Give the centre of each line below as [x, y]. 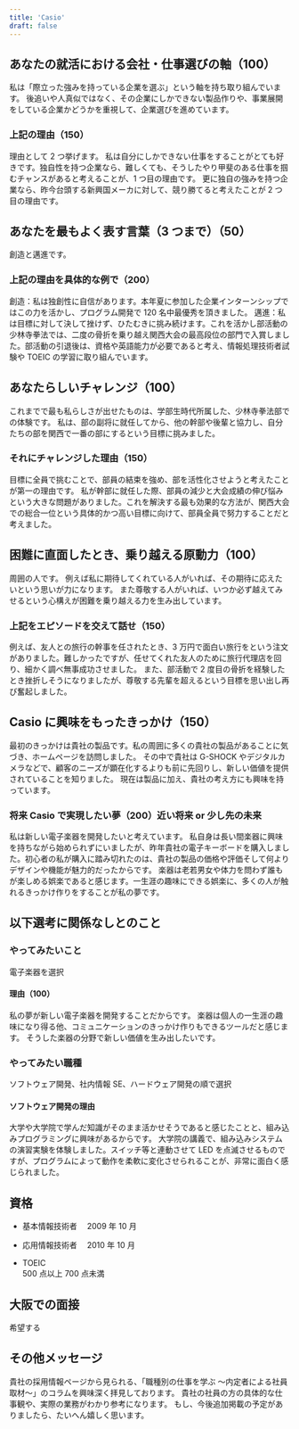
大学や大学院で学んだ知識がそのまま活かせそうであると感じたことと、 [138, 1128]
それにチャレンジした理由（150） [81, 458]
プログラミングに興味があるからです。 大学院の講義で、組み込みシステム [149, 1139]
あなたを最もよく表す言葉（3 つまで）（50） [130, 231]
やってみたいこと [46, 951]
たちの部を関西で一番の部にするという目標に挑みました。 [115, 433]
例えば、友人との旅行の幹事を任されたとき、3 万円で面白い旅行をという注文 [149, 647]
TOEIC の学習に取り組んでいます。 [89, 357]
